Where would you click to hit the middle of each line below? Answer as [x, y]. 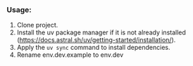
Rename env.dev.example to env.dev [70, 55]
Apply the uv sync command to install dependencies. [93, 48]
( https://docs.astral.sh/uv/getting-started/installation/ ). [96, 40]
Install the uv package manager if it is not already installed [101, 32]
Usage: [19, 10]
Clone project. [37, 25]
